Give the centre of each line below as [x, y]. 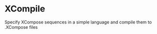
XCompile [25, 9]
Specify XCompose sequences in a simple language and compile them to [78, 22]
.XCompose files [21, 27]
